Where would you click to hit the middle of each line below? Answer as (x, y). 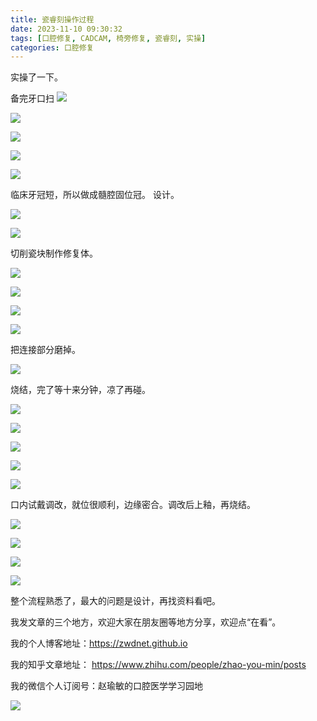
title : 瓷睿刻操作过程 (52, 19)
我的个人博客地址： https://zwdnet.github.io (99, 643)
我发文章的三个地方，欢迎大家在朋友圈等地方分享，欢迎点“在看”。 (146, 622)
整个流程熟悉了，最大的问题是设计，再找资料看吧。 (115, 601)
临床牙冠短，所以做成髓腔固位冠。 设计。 (95, 195)
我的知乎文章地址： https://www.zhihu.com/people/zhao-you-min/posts (158, 665)
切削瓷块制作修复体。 (54, 253)
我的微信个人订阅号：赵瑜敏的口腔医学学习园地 (106, 686)
